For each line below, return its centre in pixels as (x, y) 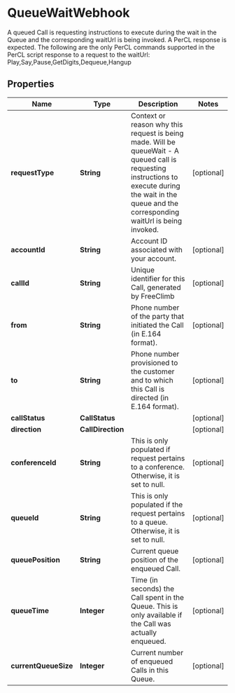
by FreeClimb (152, 296)
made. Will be (153, 142)
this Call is (148, 389)
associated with (157, 249)
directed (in (150, 397)
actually (144, 632)
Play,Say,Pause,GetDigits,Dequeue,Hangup (69, 62)
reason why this (157, 124)
